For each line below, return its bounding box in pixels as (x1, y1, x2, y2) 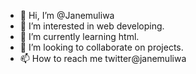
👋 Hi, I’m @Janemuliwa (19, 10, 115, 21)
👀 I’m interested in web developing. (19, 20, 165, 32)
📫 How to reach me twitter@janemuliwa (19, 53, 187, 64)
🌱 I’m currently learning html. (19, 31, 140, 42)
